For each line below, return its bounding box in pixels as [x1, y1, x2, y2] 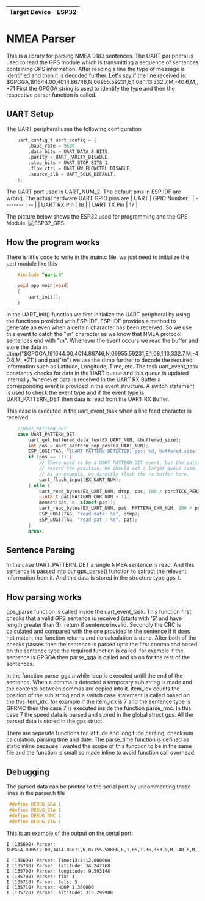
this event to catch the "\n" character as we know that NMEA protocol [6, 330, 182, 337]
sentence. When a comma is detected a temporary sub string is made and [6, 679, 192, 686]
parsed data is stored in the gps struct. [6, 717, 104, 725]
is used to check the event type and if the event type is [6, 389, 145, 396]
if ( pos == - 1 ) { [28, 454, 72, 460]
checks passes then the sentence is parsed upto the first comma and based [6, 641, 198, 648]
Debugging [6, 766, 50, 777]
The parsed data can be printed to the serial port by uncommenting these [6, 783, 191, 790]
